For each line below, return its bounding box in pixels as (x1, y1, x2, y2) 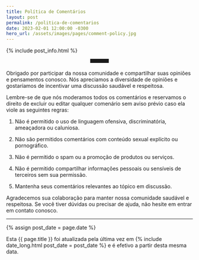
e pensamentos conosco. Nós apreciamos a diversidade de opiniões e (6, 76, 178, 83)
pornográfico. (14, 142, 49, 149)
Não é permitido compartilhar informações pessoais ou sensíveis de (14, 165, 182, 172)
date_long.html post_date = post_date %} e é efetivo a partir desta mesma (6, 242, 187, 249)
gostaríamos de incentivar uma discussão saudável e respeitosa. (6, 83, 164, 90)
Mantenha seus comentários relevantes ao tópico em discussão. (14, 183, 172, 190)
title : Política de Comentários (6, 8, 86, 15)
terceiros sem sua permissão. (14, 172, 87, 179)
